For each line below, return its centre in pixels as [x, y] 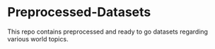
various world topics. [38, 38]
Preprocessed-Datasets [79, 12]
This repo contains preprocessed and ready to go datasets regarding [108, 31]
